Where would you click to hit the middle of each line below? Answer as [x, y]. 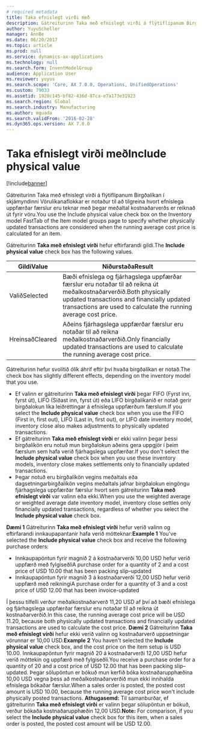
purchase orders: [28, 547]
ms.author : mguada [29, 113]
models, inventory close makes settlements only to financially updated [102, 465]
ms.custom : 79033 [28, 90]
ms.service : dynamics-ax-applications [55, 57]
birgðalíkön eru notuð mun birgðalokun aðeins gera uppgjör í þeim [96, 445]
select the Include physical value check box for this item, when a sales [95, 717]
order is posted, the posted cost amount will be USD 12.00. [79, 724]
